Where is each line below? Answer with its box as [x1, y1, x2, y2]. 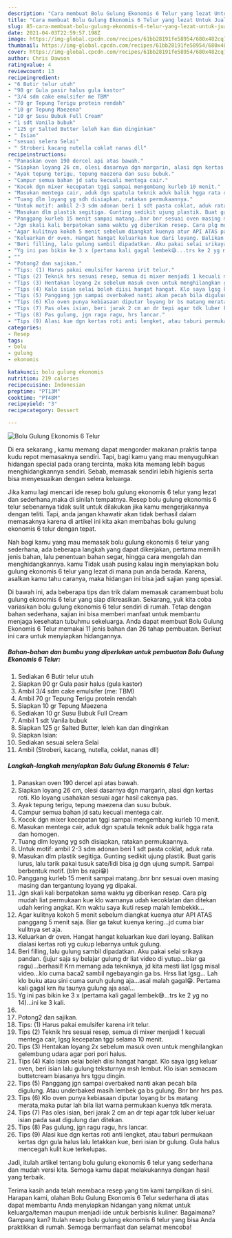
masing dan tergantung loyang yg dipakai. [17, 881, 137, 889]
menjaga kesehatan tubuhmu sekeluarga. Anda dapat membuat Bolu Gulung [8, 618, 224, 625]
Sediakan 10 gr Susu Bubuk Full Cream [17, 709, 128, 717]
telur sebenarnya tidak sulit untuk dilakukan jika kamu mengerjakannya [8, 503, 209, 511]
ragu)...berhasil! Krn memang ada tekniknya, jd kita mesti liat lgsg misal [17, 962, 220, 970]
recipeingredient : [8, 74, 61, 81]
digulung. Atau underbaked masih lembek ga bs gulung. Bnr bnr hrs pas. [17, 1086, 224, 1095]
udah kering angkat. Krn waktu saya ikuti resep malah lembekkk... [17, 903, 205, 911]
